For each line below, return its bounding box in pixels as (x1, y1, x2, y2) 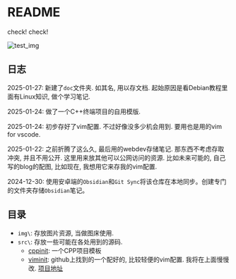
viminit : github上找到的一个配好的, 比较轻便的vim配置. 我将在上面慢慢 (28, 255, 230, 263)
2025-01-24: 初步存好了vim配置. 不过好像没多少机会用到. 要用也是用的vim (7, 122, 223, 130)
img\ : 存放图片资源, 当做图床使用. (17, 228, 114, 237)
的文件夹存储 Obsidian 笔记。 (7, 186, 89, 194)
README (7, 4, 61, 20)
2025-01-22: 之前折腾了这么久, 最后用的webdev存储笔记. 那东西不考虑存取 (7, 144, 225, 153)
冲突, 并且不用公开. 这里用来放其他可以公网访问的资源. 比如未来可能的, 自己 (7, 153, 226, 162)
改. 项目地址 (28, 263, 64, 272)
